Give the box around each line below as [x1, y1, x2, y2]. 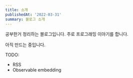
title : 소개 [5, 7, 29, 13]
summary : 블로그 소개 [5, 17, 45, 22]
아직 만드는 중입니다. [5, 42, 46, 48]
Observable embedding [12, 67, 62, 73]
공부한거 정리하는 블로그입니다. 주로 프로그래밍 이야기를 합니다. [5, 31, 129, 37]
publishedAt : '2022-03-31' [5, 12, 62, 17]
